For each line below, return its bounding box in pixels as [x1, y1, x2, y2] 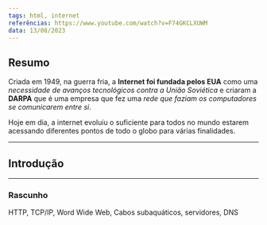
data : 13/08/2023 [8, 26, 66, 34]
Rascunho [8, 189, 48, 200]
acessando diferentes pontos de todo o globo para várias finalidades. [8, 126, 236, 136]
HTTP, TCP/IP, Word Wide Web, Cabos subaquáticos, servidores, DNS [8, 208, 238, 217]
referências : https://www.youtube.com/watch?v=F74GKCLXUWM [8, 19, 208, 27]
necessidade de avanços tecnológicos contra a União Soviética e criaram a [8, 85, 257, 95]
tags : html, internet [8, 11, 80, 20]
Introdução [8, 157, 64, 170]
